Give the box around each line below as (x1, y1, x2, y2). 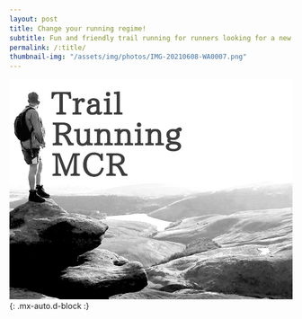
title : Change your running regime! (9, 23, 147, 33)
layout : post (9, 14, 58, 23)
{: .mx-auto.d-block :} (9, 300, 90, 311)
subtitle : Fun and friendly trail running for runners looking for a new (9, 33, 292, 42)
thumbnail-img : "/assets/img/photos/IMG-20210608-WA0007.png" (9, 52, 247, 62)
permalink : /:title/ (9, 43, 87, 52)
